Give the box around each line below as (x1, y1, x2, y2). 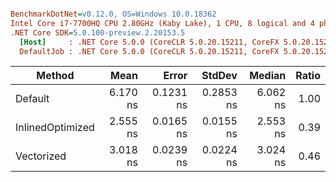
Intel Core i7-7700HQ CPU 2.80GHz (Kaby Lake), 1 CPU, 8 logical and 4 (10, 18, 315, 28)
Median (249, 69, 287, 83)
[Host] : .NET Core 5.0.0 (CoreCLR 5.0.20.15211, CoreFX (19, 37, 280, 47)
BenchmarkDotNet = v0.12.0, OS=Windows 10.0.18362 (10, 9, 217, 19)
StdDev (201, 69, 238, 83)
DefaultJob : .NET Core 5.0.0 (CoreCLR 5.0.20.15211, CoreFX (19, 46, 280, 56)
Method (36, 69, 75, 83)
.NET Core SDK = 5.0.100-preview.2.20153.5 (10, 27, 186, 38)
